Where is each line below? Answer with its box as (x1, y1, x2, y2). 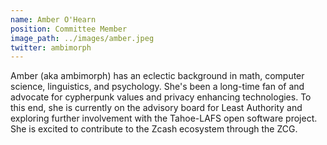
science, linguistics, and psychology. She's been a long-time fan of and (10, 81, 305, 93)
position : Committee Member (10, 24, 128, 34)
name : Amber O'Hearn (10, 14, 97, 25)
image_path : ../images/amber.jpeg (10, 33, 155, 43)
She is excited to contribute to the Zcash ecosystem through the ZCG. (10, 123, 298, 135)
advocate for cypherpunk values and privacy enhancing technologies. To (10, 91, 312, 103)
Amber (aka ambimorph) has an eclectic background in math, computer (10, 70, 305, 82)
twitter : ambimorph (10, 42, 92, 53)
